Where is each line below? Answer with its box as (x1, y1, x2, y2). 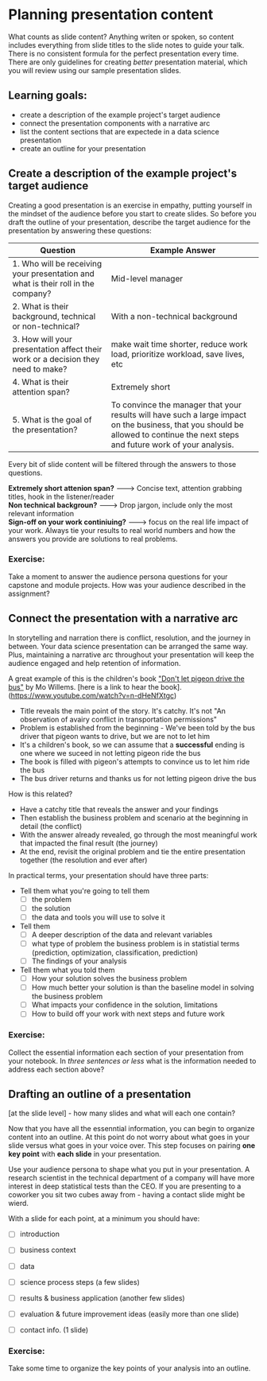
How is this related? (8, 789, 73, 799)
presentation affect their (12, 344, 103, 355)
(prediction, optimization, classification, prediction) (31, 947, 199, 957)
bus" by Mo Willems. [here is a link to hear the (8, 682, 159, 691)
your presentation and (12, 268, 95, 279)
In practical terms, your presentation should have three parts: (8, 870, 209, 880)
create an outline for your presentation (19, 143, 146, 153)
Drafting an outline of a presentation (8, 1087, 192, 1101)
